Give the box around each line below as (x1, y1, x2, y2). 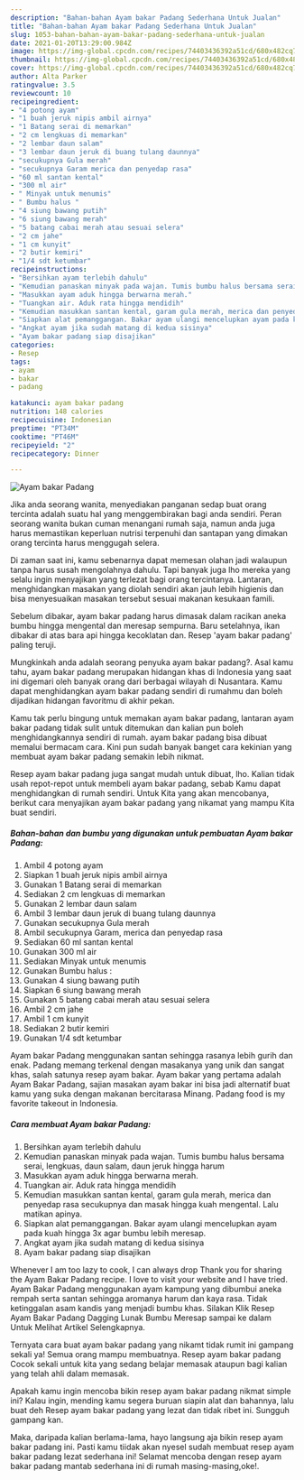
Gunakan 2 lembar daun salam (23, 899, 138, 910)
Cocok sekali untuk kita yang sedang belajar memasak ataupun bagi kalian (10, 1359, 288, 1370)
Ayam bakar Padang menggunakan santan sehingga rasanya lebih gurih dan (10, 1050, 294, 1061)
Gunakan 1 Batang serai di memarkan (23, 879, 162, 890)
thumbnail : (10, 55, 51, 64)
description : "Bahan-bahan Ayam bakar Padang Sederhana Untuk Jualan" (10, 13, 281, 23)
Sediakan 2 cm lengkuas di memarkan (23, 889, 166, 900)
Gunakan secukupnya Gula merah (23, 918, 150, 929)
